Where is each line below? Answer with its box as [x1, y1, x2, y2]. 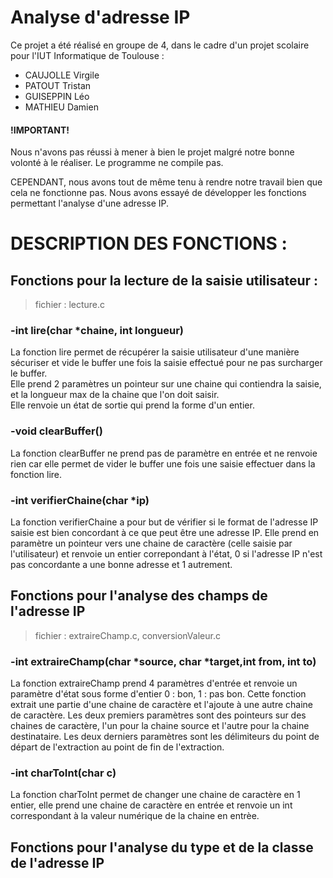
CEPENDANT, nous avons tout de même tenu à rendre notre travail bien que [10, 176, 323, 188]
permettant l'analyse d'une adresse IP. [10, 197, 170, 210]
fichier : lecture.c [34, 299, 106, 311]
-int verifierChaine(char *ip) [10, 493, 150, 507]
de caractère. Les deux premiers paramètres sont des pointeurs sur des [10, 709, 307, 721]
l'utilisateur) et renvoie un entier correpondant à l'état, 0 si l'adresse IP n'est [10, 548, 323, 560]
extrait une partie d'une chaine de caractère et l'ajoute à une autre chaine [10, 699, 314, 711]
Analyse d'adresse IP [10, 6, 191, 29]
